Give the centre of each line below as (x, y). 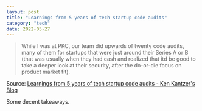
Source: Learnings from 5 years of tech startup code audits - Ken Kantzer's (101, 84)
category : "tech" (28, 23)
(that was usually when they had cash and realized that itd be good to (108, 59)
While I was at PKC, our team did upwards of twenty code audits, (103, 46)
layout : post (23, 12)
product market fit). (46, 72)
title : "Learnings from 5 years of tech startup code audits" (87, 18)
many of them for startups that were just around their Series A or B (105, 53)
